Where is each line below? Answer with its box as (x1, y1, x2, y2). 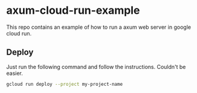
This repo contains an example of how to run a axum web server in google (6, 23, 192, 31)
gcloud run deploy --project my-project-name (6, 81, 123, 87)
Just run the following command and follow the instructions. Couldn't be (6, 63, 186, 70)
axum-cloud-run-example (6, 4, 140, 17)
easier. (6, 70, 23, 77)
